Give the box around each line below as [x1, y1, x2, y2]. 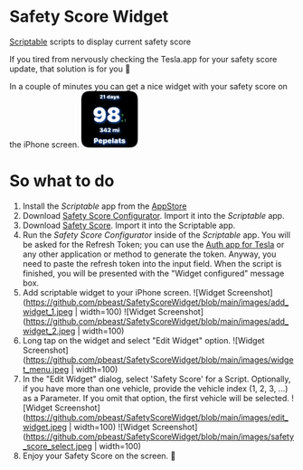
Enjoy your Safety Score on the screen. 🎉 [22, 450, 176, 461]
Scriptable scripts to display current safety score [9, 36, 192, 47]
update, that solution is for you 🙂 [9, 63, 131, 74]
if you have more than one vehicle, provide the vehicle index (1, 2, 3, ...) [22, 382, 289, 394]
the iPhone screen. [9, 138, 80, 150]
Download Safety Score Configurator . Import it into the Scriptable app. [22, 210, 285, 221]
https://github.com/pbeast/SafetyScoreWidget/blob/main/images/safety [25, 431, 295, 442]
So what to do [9, 171, 115, 192]
